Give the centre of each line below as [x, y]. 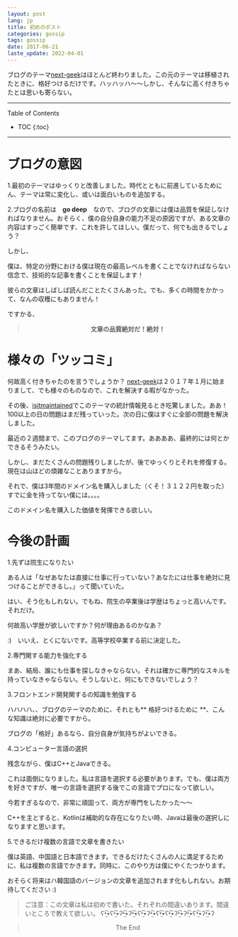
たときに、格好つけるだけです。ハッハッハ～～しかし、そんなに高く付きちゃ [119, 83]
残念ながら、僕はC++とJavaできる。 [61, 763]
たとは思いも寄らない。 [41, 92]
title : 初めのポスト [34, 27]
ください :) [41, 889]
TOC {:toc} [33, 127]
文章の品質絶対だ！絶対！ [127, 329]
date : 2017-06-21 [33, 47]
